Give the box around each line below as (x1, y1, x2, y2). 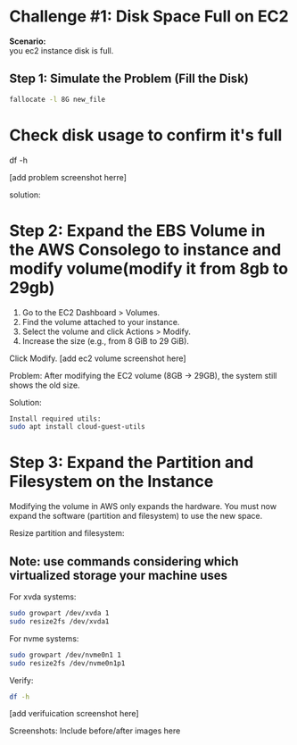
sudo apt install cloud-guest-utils (9, 423, 145, 431)
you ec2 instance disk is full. (9, 45, 114, 55)
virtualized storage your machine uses (9, 567, 228, 582)
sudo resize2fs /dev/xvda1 (9, 616, 110, 626)
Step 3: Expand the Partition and (9, 453, 254, 473)
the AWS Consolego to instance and (9, 239, 282, 260)
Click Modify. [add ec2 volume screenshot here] (9, 353, 186, 364)
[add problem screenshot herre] (9, 172, 128, 182)
